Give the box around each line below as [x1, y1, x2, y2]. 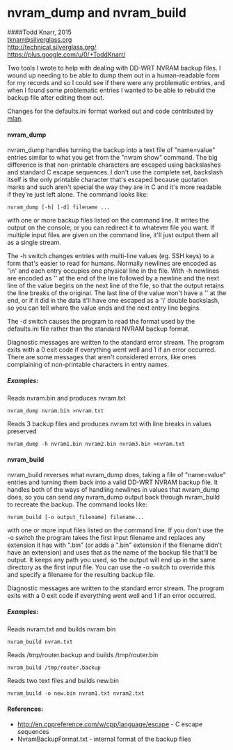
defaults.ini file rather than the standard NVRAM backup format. [7, 324, 190, 333]
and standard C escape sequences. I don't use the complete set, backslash [7, 168, 223, 177]
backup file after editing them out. [7, 93, 104, 102]
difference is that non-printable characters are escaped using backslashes [7, 160, 221, 169]
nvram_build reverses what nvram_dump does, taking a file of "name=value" [7, 471, 226, 479]
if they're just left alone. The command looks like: [7, 190, 148, 199]
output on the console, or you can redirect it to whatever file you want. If [7, 223, 214, 232]
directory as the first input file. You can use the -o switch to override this [7, 563, 216, 571]
